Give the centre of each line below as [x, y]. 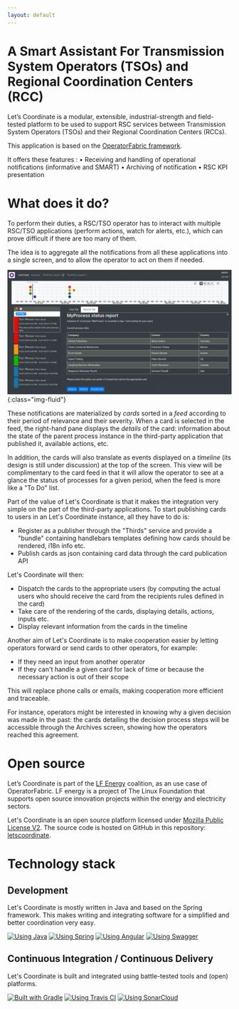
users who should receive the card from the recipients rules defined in [121, 597]
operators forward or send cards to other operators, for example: [102, 648]
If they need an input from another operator [81, 662]
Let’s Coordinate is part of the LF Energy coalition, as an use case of [107, 784]
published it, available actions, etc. [58, 444]
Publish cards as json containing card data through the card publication [122, 554]
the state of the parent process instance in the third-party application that [115, 436]
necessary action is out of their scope [73, 677]
